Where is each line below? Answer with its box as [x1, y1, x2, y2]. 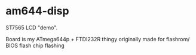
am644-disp [5, 4, 69, 18]
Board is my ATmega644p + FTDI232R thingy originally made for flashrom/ [5, 35, 190, 42]
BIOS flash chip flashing [5, 42, 65, 49]
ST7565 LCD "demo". [5, 24, 58, 31]
